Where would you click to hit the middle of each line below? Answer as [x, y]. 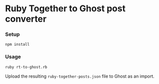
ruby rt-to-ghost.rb [26, 67]
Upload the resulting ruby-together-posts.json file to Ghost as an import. [80, 76]
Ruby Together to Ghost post [65, 9]
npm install [17, 45]
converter [26, 19]
